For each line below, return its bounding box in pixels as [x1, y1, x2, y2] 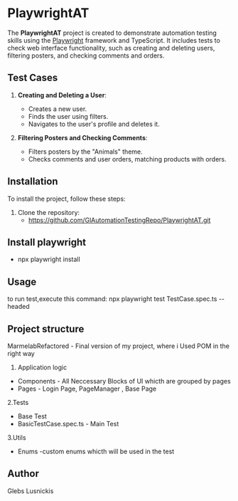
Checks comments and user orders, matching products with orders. [28, 154, 227, 163]
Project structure [7, 322, 85, 335]
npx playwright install [17, 255, 80, 264]
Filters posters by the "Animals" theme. [28, 147, 144, 156]
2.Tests [7, 399, 29, 406]
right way [7, 349, 36, 357]
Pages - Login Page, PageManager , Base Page [17, 384, 157, 393]
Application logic [17, 363, 67, 371]
